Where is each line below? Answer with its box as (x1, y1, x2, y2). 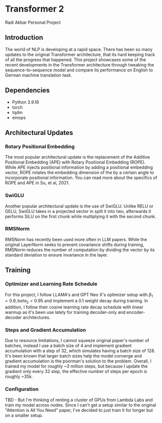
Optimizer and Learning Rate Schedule (5, 280, 98, 287)
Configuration (5, 386, 39, 392)
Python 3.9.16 (12, 99, 40, 105)
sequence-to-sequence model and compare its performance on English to (5, 67, 153, 73)
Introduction (5, 33, 44, 42)
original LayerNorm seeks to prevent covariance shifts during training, (5, 242, 145, 247)
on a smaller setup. (5, 412, 44, 418)
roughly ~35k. (5, 374, 33, 379)
